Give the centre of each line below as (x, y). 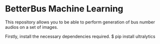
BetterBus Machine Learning (64, 9)
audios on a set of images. (32, 27)
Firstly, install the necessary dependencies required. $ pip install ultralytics (80, 36)
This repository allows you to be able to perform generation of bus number (80, 22)
